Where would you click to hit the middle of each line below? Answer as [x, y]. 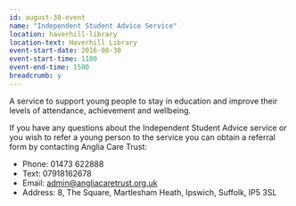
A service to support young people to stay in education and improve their [144, 101]
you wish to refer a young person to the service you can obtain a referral [143, 137]
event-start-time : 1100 [53, 59]
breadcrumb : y [36, 76]
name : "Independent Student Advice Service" [93, 26]
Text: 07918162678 [57, 173]
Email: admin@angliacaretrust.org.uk [90, 183]
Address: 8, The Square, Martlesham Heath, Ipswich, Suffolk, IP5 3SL [149, 192]
